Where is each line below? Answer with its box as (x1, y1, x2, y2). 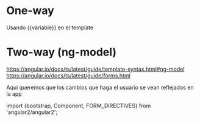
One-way (6, 4, 55, 18)
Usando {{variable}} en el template (6, 24, 94, 31)
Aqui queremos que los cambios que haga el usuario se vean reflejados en (6, 84, 194, 91)
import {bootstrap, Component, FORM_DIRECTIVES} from (6, 102, 151, 109)
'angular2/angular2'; (6, 108, 58, 116)
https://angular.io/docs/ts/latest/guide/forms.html (6, 71, 131, 79)
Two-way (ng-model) (6, 45, 117, 59)
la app (6, 90, 23, 98)
